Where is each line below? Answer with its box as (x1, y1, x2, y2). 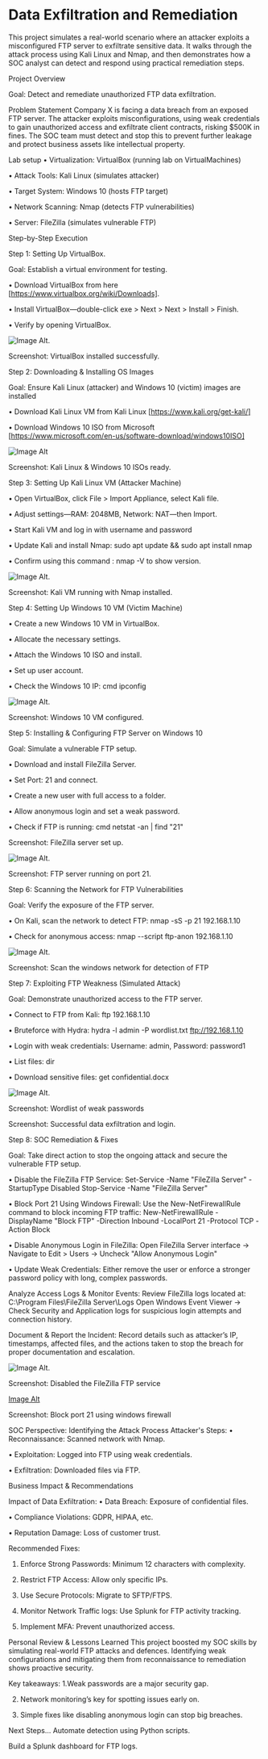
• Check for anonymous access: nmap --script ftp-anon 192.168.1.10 (8, 931, 233, 941)
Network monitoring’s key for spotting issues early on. (19, 1694, 200, 1704)
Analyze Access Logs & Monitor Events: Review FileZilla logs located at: (8, 1288, 246, 1298)
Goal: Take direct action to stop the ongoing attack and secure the (8, 1150, 228, 1160)
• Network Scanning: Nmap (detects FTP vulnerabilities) (8, 202, 195, 211)
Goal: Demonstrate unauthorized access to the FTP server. (8, 994, 203, 1003)
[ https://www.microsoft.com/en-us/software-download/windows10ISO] (8, 430, 245, 441)
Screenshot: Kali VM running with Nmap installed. (8, 587, 173, 597)
